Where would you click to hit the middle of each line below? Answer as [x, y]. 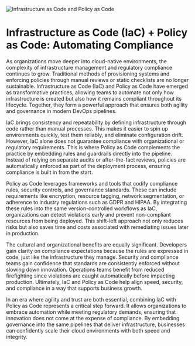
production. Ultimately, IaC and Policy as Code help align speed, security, [95, 282]
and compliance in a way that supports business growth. [74, 288]
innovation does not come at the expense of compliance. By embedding [93, 318]
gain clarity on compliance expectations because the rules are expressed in [97, 251]
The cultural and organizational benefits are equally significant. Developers [97, 244]
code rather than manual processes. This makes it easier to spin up [87, 128]
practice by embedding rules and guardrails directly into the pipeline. [89, 153]
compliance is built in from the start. [49, 172]
